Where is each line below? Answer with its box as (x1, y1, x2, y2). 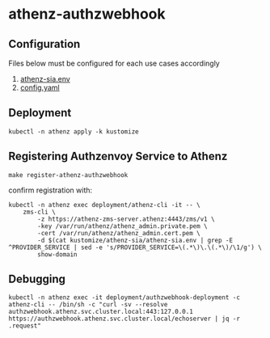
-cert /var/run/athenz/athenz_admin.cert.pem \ (37, 229, 200, 237)
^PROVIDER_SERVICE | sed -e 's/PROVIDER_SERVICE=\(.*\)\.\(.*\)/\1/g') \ (8, 243, 263, 251)
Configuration (8, 37, 81, 51)
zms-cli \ (23, 208, 57, 216)
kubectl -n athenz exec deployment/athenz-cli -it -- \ (8, 201, 200, 209)
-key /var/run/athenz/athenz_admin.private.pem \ (37, 222, 208, 230)
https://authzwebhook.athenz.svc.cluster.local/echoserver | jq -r (8, 315, 241, 323)
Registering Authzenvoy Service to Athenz (8, 150, 228, 163)
